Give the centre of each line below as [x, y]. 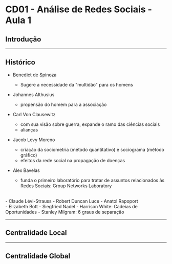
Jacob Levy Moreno [34, 140]
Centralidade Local [36, 233]
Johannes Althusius [34, 94]
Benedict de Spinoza [35, 75]
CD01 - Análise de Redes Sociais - [79, 9]
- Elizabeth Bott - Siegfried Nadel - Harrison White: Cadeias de [72, 206]
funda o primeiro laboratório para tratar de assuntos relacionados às [92, 180]
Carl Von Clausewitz [34, 114]
